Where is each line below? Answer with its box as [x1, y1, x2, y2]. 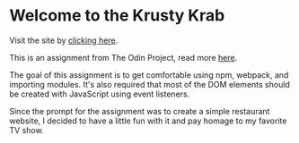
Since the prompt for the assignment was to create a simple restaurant [9, 105, 270, 116]
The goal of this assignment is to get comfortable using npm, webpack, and [9, 69, 289, 80]
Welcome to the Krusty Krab [9, 5, 225, 26]
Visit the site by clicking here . [9, 35, 119, 46]
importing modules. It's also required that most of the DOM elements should [9, 79, 290, 89]
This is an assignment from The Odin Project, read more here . [9, 52, 238, 63]
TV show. [9, 124, 44, 135]
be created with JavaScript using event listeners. [9, 88, 190, 99]
